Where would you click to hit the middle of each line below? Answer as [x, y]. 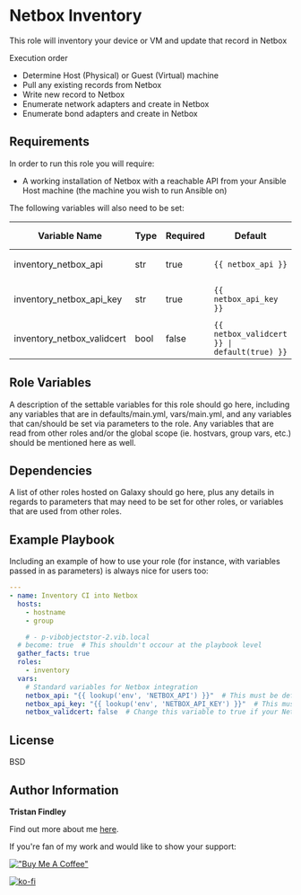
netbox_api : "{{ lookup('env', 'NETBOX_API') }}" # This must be [152, 696]
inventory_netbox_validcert [70, 338]
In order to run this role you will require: [82, 164]
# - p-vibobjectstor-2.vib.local [88, 637]
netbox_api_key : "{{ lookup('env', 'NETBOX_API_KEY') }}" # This [152, 704]
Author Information [64, 790]
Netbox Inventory [76, 16]
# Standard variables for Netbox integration [112, 687]
